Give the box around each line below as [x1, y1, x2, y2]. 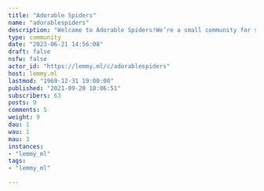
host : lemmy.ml [8, 70, 58, 77]
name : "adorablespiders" [8, 19, 90, 27]
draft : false [8, 48, 51, 56]
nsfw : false [8, 56, 47, 63]
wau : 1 [8, 128, 30, 135]
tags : [8, 157, 26, 165]
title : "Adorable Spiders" [8, 11, 97, 20]
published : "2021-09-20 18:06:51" [8, 84, 122, 92]
